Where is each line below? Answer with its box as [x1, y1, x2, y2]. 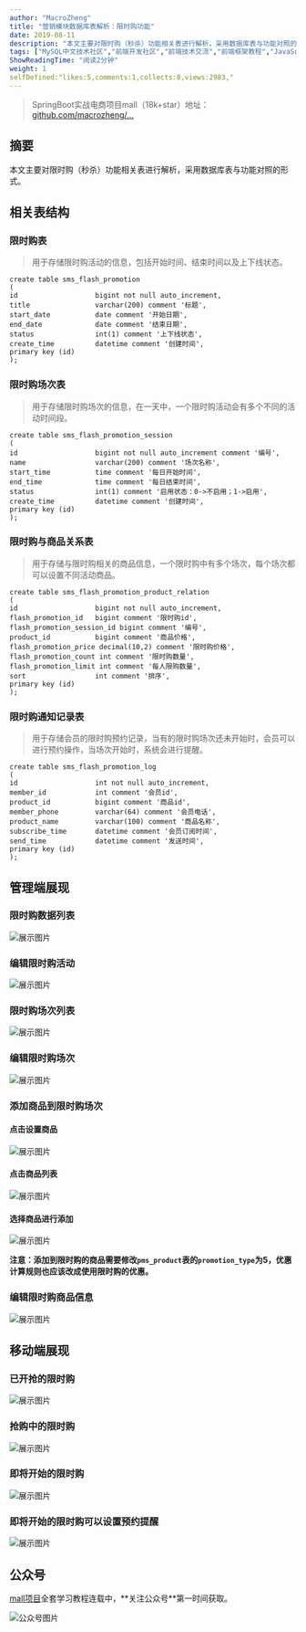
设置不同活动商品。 [47, 569, 120, 580]
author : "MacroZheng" [9, 13, 92, 23]
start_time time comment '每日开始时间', [9, 468, 202, 477]
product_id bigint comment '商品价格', [9, 632, 196, 642]
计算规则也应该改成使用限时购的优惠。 [9, 1266, 153, 1277]
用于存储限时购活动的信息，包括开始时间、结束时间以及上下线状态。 [31, 257, 288, 268]
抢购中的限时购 [9, 1420, 76, 1433]
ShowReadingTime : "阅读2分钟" [9, 56, 118, 65]
